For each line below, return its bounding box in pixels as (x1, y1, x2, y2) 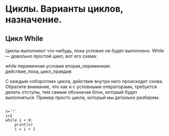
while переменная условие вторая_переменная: (5, 63, 111, 69)
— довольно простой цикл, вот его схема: (5, 53, 97, 59)
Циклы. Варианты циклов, (5, 3, 123, 15)
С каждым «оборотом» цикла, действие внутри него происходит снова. (5, 78, 164, 84)
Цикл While (5, 34, 44, 43)
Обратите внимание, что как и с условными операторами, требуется (5, 84, 157, 90)
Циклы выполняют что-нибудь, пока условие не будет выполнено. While (5, 48, 164, 53)
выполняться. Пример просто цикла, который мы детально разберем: (5, 95, 160, 100)
